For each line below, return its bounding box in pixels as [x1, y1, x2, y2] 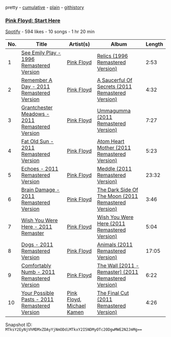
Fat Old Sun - [21, 138, 54, 145]
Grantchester [21, 104, 53, 111]
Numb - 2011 [21, 269, 55, 276]
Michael [67, 302, 86, 309]
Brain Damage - [21, 186, 60, 193]
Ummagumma [97, 107, 131, 114]
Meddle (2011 [97, 165, 132, 172]
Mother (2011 [97, 144, 131, 151]
